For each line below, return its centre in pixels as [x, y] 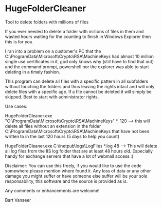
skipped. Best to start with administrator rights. [52, 97]
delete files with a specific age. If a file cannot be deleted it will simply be [78, 92]
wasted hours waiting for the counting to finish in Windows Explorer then [78, 37]
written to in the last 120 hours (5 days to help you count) [62, 136]
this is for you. [19, 41]
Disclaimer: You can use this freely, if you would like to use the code [73, 166]
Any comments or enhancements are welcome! [52, 190]
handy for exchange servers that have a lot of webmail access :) [69, 156]
